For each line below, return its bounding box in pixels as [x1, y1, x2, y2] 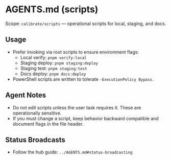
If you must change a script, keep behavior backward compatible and [12, 115, 159, 121]
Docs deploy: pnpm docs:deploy [20, 71, 86, 77]
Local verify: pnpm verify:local [20, 54, 87, 60]
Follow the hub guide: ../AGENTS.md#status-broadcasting [12, 149, 133, 155]
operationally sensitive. [12, 110, 62, 116]
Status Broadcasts [5, 135, 65, 144]
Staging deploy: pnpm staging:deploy [20, 60, 99, 66]
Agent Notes [5, 91, 46, 100]
